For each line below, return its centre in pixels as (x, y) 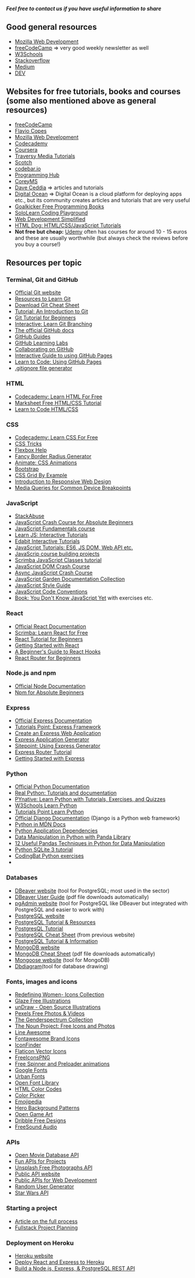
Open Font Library (37, 1082)
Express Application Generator (52, 740)
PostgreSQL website (40, 916)
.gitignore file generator (43, 368)
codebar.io (28, 168)
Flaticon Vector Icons (40, 1051)
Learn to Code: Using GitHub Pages (58, 362)
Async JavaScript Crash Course (53, 573)
